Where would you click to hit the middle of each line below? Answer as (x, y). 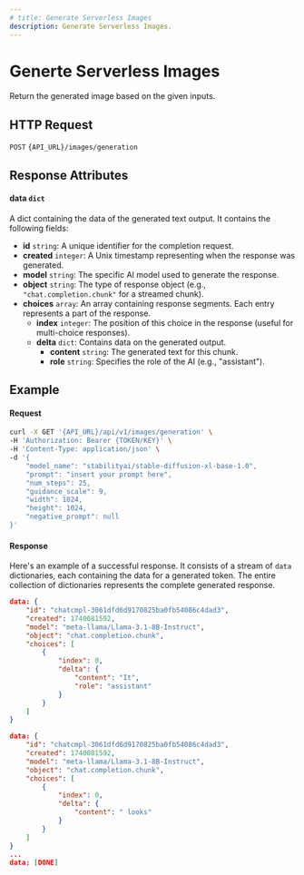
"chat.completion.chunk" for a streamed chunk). (113, 294)
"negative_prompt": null (73, 517)
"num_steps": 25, (59, 483)
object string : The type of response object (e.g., (114, 284)
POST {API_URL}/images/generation (74, 147)
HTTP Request (51, 125)
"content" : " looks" (113, 812)
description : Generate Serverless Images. (91, 26)
